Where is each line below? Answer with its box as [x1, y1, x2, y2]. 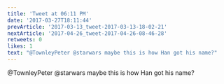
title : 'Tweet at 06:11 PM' [7, 10, 90, 17]
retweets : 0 [7, 36, 42, 43]
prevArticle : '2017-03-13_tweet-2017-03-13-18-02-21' [7, 23, 168, 30]
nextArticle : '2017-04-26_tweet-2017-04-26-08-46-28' [7, 29, 168, 37]
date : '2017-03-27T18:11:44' [7, 17, 92, 24]
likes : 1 [7, 43, 33, 50]
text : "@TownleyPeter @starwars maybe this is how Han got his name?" [7, 50, 218, 57]
